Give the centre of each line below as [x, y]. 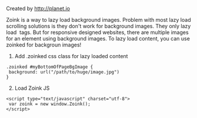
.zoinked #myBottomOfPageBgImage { [50, 67]
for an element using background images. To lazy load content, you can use [98, 38]
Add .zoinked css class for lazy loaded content [71, 56]
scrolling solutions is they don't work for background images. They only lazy [98, 26]
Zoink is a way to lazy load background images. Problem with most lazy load [98, 20]
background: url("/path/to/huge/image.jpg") [64, 72]
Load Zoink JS [32, 88]
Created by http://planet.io [38, 9]
